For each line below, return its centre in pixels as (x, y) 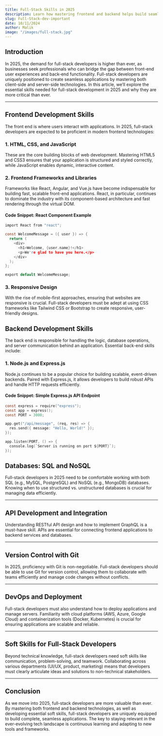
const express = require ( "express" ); (43, 406)
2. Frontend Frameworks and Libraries (51, 177)
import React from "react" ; (33, 225)
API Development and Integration (56, 513)
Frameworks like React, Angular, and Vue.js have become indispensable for (80, 189)
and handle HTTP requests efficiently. (43, 384)
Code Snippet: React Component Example (48, 215)
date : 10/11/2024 (23, 23)
